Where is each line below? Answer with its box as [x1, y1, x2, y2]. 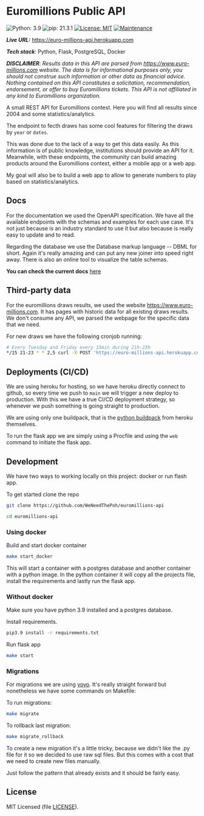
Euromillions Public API [6, 4, 126, 18]
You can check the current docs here [6, 268, 101, 275]
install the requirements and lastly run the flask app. [6, 577, 136, 584]
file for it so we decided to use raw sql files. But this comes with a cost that [6, 751, 194, 758]
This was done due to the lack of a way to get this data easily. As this [6, 140, 179, 147]
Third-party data [6, 285, 71, 296]
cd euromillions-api [6, 513, 59, 519]
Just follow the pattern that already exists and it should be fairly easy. [6, 769, 180, 776]
